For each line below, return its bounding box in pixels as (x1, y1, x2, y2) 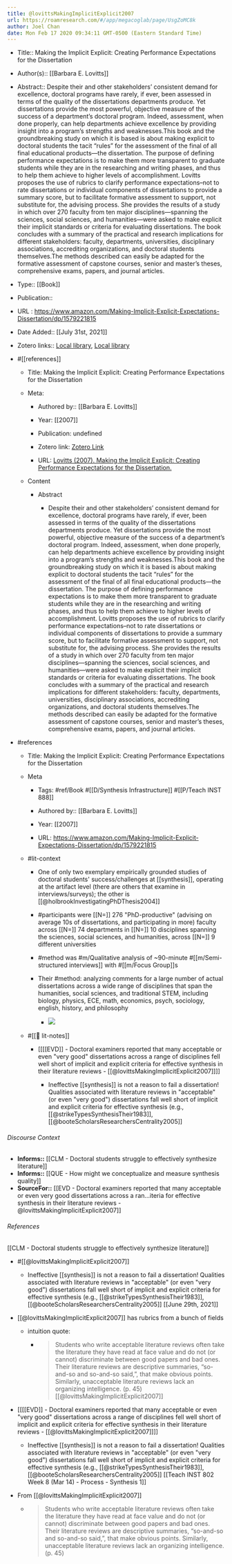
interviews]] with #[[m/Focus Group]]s (68, 961, 178, 969)
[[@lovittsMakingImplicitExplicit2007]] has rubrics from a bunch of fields (17, 1313, 224, 1321)
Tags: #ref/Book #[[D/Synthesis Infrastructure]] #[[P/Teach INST (37, 786, 222, 794)
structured (37, 961, 68, 969)
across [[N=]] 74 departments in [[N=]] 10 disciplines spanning (37, 926, 217, 934)
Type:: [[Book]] (17, 280, 61, 288)
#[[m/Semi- (188, 954, 222, 962)
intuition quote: (27, 1327, 70, 1335)
